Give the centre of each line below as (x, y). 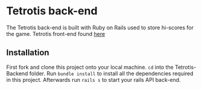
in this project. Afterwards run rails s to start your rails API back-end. (93, 79)
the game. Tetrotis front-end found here (56, 33)
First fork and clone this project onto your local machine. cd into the (90, 67)
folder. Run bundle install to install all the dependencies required (112, 73)
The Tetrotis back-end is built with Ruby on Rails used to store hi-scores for (100, 27)
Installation (28, 53)
